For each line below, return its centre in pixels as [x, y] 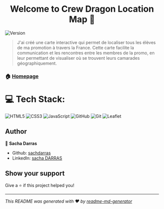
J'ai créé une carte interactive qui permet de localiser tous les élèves [86, 42]
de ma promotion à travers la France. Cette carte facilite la [75, 47]
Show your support [35, 173]
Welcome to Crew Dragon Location [82, 9]
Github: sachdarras [31, 153]
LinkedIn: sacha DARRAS [37, 158]
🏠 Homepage [22, 76]
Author [16, 131]
